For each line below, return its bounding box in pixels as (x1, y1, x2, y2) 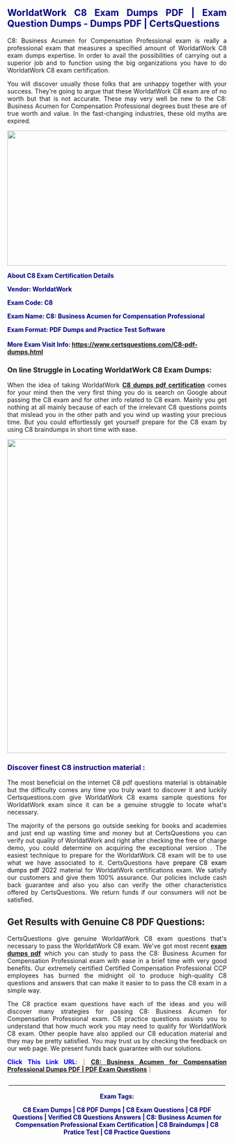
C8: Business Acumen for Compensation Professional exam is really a (7, 36, 227, 45)
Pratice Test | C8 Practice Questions (63, 1128, 171, 1137)
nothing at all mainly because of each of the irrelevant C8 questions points (7, 403, 227, 411)
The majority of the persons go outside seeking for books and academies (7, 822, 227, 830)
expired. (7, 116, 31, 125)
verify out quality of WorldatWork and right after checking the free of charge (7, 836, 227, 845)
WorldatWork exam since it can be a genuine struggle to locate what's (7, 801, 227, 809)
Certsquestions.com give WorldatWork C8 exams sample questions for (7, 793, 227, 802)
